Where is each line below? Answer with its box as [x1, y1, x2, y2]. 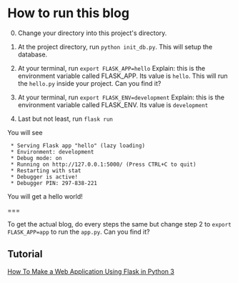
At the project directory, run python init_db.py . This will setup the [17, 42, 213, 51]
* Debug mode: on [10, 154, 62, 162]
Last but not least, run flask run [17, 114, 113, 123]
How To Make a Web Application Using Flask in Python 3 [7, 267, 175, 276]
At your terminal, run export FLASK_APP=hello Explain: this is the [17, 64, 206, 72]
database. [17, 50, 48, 59]
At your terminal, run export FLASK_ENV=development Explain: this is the [17, 93, 225, 101]
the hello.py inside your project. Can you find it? [17, 79, 162, 87]
